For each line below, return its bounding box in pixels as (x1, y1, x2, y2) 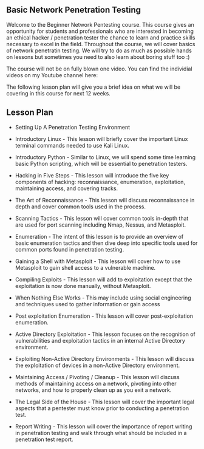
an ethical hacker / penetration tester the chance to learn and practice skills (6, 33, 195, 41)
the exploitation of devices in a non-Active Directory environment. (15, 362, 180, 369)
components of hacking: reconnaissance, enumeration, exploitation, (15, 178, 186, 185)
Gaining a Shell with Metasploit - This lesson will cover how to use (15, 258, 181, 265)
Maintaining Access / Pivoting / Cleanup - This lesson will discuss (15, 373, 180, 380)
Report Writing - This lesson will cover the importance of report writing (15, 422, 192, 430)
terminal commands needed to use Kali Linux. (15, 142, 129, 149)
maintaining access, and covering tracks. (15, 185, 118, 192)
